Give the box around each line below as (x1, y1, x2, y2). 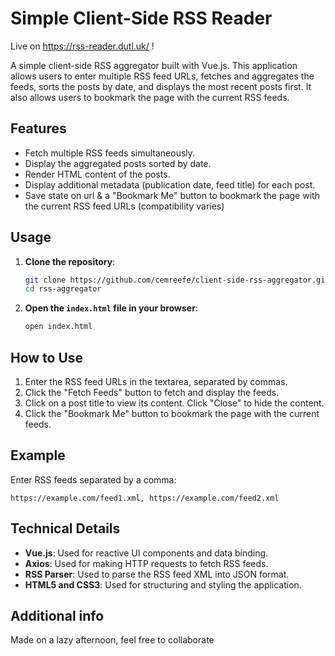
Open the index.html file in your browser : (24, 302, 198, 314)
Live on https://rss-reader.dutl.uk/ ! (10, 40, 155, 52)
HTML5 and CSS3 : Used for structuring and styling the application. (24, 578, 302, 591)
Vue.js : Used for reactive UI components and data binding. (24, 547, 269, 559)
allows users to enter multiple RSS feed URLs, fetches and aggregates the (10, 70, 315, 82)
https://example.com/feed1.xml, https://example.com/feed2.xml (10, 493, 280, 503)
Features (10, 120, 67, 137)
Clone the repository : (24, 255, 116, 267)
